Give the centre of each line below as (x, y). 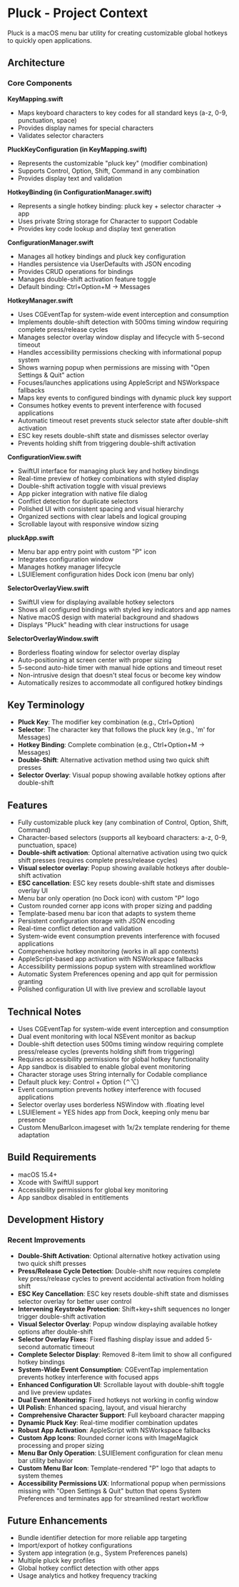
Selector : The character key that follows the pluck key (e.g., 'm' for (116, 730)
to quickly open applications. (50, 40)
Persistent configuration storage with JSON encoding (96, 921)
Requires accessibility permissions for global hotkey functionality (113, 1059)
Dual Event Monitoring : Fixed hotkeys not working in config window (118, 1399)
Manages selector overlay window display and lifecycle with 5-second (121, 337)
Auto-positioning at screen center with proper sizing (95, 660)
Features (27, 805)
